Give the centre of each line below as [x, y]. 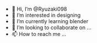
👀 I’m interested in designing [46, 15]
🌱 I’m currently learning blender [50, 21]
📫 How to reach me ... [39, 34]
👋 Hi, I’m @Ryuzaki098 [39, 9]
